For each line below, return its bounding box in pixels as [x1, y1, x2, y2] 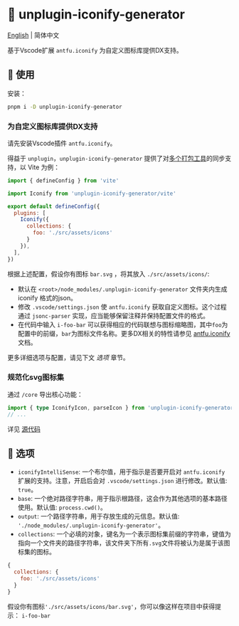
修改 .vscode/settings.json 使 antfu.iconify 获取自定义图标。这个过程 [17, 302, 227, 311]
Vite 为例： [27, 163, 60, 171]
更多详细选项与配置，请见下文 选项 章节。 [7, 353, 129, 361]
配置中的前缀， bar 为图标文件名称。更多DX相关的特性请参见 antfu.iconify [17, 329, 230, 337]
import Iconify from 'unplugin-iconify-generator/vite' [7, 190, 176, 197]
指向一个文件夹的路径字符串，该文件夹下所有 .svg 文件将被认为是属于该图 [17, 539, 230, 547]
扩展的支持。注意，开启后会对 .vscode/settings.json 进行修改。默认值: [17, 477, 228, 485]
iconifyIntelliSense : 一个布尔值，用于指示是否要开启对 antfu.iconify [17, 467, 225, 476]
